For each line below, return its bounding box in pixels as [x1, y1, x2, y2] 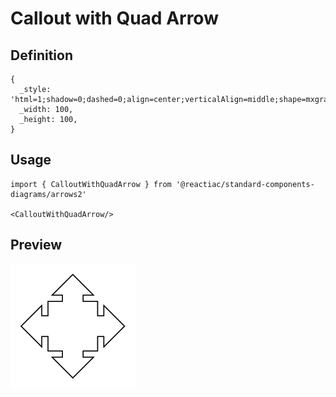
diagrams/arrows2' [10, 189, 87, 199]
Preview [10, 237, 63, 254]
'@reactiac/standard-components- [175, 179, 315, 189]
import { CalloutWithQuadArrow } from [10, 179, 172, 189]
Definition [10, 47, 73, 64]
